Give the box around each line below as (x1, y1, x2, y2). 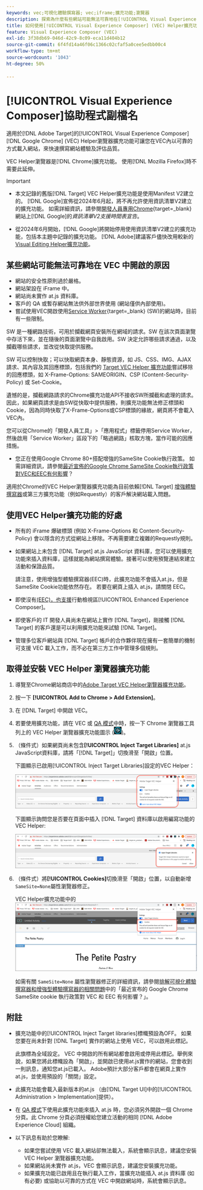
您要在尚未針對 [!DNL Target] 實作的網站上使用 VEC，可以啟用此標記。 (14, 1037, 192, 1044)
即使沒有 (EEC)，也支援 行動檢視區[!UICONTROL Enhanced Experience (14, 596, 189, 603)
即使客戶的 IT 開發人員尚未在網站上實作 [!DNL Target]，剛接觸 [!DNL (14, 616, 185, 624)
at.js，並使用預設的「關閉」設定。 (14, 1073, 100, 1080)
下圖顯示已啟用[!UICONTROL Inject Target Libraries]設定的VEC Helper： (14, 762, 195, 769)
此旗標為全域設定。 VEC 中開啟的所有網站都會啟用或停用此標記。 (14, 1050, 177, 1057)
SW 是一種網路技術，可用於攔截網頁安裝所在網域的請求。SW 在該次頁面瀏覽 (6, 328, 196, 335)
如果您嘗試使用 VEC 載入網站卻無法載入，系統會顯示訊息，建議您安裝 (24, 1146, 197, 1154)
